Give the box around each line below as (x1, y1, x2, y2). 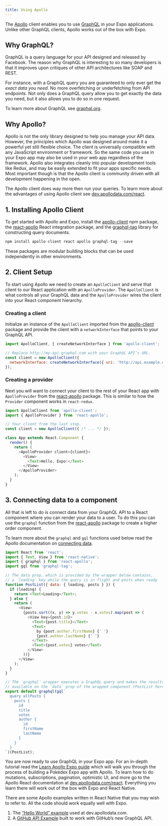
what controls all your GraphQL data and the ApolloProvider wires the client (5, 292, 161, 298)
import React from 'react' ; (5, 549, 64, 555)
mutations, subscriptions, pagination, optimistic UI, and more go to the (5, 774, 150, 780)
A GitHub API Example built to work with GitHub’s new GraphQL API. (12, 815, 153, 821)
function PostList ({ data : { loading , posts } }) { (5, 582, 115, 587)
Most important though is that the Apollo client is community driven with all (5, 171, 159, 177)
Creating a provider (5, 376, 53, 383)
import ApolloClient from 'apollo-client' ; (5, 408, 97, 413)
